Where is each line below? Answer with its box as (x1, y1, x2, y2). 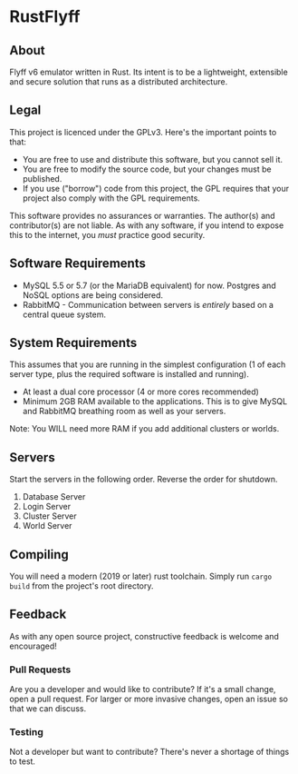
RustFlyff (9, 6, 81, 27)
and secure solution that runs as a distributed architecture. (9, 76, 228, 87)
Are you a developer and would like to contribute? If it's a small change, (9, 684, 276, 695)
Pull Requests (9, 663, 72, 676)
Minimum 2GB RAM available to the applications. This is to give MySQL (22, 396, 288, 407)
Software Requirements (9, 256, 147, 272)
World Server (22, 521, 72, 531)
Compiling (9, 547, 70, 562)
